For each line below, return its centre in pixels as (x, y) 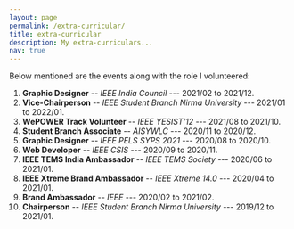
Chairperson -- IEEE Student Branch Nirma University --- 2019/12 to (148, 207)
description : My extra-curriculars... (81, 42)
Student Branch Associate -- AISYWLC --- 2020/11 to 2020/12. (139, 131)
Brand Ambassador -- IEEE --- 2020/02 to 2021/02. (118, 198)
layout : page (33, 17)
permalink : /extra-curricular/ (67, 26)
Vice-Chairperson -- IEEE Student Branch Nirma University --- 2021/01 (154, 102)
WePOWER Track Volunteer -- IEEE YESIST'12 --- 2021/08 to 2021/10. (151, 122)
